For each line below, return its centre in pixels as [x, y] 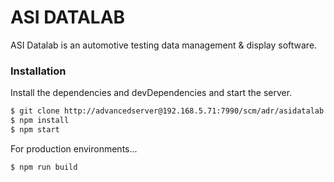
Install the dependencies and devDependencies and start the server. [151, 93]
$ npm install [40, 121]
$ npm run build [44, 167]
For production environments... [74, 148]
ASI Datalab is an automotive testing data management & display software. [164, 45]
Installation [38, 71]
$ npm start [35, 129]
